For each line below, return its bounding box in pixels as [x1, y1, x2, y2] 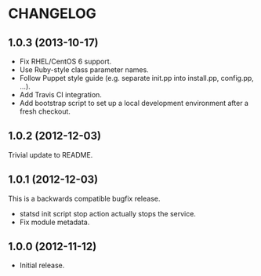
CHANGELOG [8, 5, 96, 23]
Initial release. [19, 260, 65, 271]
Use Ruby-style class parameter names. [19, 65, 149, 74]
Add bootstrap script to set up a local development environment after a [19, 99, 249, 107]
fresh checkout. [19, 107, 71, 116]
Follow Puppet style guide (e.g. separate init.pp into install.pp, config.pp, [19, 74, 255, 82]
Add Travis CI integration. [19, 90, 102, 99]
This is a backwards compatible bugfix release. [8, 194, 161, 203]
